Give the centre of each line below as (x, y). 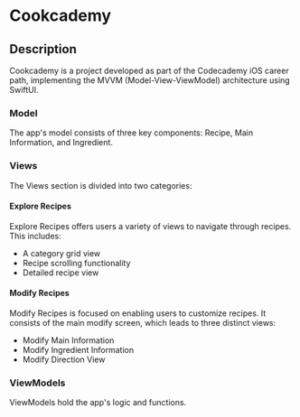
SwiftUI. (24, 90)
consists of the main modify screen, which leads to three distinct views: (143, 323)
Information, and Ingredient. (61, 143)
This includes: (35, 236)
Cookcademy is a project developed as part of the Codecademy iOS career (149, 70)
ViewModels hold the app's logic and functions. (98, 403)
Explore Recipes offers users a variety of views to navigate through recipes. (150, 226)
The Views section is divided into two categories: (101, 185)
